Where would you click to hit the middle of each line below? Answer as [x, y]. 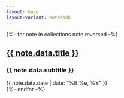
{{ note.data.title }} [43, 53]
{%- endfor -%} [26, 90]
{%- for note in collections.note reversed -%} [62, 34]
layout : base [22, 12]
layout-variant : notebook [38, 17]
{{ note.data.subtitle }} [40, 70]
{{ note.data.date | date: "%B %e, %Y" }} [57, 83]
